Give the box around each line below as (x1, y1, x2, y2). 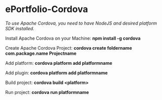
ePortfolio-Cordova (5, 4, 88, 15)
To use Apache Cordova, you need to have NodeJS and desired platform (5, 20, 157, 26)
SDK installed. (5, 25, 34, 31)
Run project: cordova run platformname (5, 89, 89, 95)
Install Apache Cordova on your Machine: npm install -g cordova (5, 35, 141, 41)
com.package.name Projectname (5, 50, 77, 56)
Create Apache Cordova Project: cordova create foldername (5, 45, 132, 51)
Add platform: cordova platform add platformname (5, 60, 113, 66)
